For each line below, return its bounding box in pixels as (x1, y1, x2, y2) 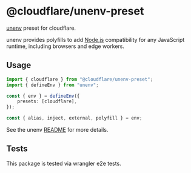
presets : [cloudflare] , (17, 98, 78, 104)
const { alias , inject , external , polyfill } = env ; (6, 115, 142, 121)
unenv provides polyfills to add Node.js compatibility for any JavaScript (6, 36, 185, 43)
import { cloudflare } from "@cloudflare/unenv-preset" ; (6, 76, 153, 83)
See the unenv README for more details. (6, 126, 109, 133)
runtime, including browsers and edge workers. (6, 42, 125, 50)
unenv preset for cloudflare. (6, 24, 76, 32)
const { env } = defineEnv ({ (6, 93, 80, 99)
